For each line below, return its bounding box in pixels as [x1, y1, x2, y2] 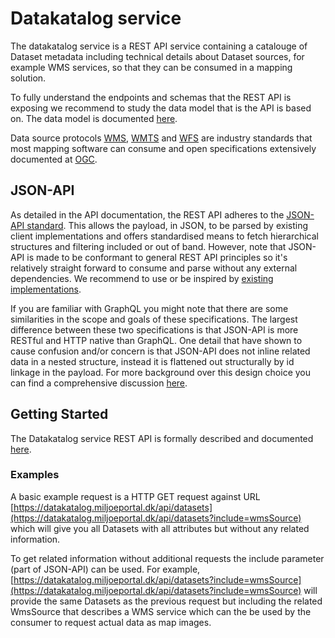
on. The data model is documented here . [10, 112, 178, 124]
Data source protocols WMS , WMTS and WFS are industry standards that [10, 132, 313, 144]
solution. [10, 72, 47, 84]
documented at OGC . [10, 153, 98, 165]
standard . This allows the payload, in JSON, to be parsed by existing [26, 219, 309, 231]
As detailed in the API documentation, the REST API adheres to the [10, 208, 285, 221]
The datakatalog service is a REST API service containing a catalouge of [10, 40, 308, 52]
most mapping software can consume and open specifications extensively [10, 142, 317, 154]
